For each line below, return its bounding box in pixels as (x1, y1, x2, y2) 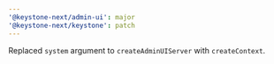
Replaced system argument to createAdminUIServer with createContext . (8, 45, 266, 55)
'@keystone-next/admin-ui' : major (8, 12, 136, 22)
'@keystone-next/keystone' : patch (8, 21, 136, 30)
